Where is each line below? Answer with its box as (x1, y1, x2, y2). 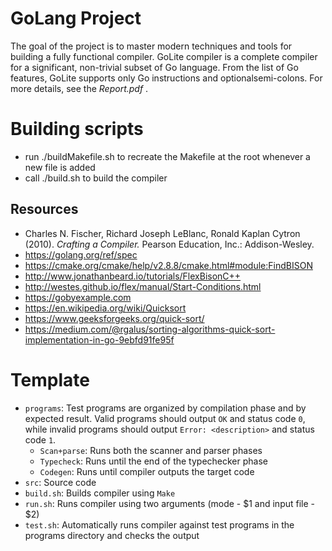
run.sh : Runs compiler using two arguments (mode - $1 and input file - (24, 497, 315, 509)
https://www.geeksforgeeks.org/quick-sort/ (24, 312, 205, 324)
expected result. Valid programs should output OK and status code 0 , (24, 412, 306, 424)
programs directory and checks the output (24, 529, 200, 541)
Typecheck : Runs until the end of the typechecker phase (39, 455, 269, 467)
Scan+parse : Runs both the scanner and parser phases (39, 444, 263, 456)
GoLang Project (10, 7, 142, 30)
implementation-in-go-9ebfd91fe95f (24, 333, 175, 346)
